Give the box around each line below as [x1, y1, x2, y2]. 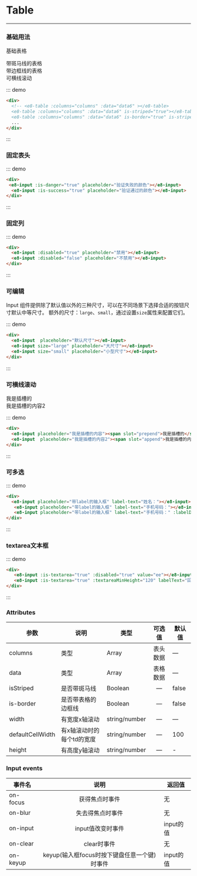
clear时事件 [84, 840, 116, 848]
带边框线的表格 [6, 67, 42, 74]
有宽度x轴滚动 [60, 715, 100, 724]
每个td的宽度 [60, 735, 96, 744]
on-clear [9, 839, 34, 847]
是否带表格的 [60, 696, 97, 704]
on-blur [9, 808, 31, 817]
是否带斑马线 [60, 684, 97, 693]
